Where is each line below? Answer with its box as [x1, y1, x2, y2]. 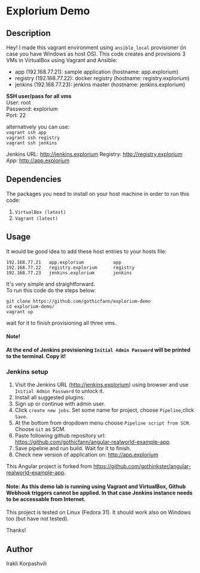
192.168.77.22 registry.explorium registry [6, 265, 135, 271]
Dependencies [6, 174, 61, 184]
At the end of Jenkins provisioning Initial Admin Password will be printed [6, 346, 191, 353]
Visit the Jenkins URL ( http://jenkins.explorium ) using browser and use [14, 381, 189, 389]
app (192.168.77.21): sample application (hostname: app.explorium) [14, 68, 179, 75]
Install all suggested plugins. [14, 394, 85, 401]
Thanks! [6, 527, 26, 534]
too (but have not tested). [6, 515, 69, 522]
